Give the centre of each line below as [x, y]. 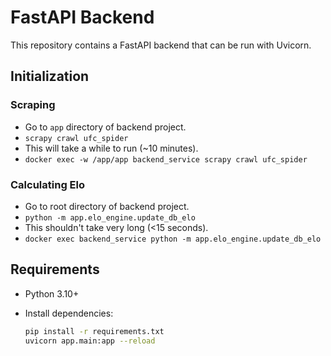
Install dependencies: [69, 313]
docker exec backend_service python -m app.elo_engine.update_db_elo [173, 239]
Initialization [50, 76]
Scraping [33, 105]
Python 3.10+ [52, 293]
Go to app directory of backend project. [105, 127]
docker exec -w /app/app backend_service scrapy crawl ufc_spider [166, 159]
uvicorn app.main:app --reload [90, 341]
